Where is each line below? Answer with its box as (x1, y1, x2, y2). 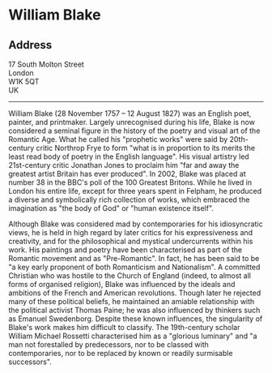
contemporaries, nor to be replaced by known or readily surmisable (8, 349, 233, 358)
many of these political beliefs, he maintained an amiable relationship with (8, 297, 255, 306)
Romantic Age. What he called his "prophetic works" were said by (8, 135, 228, 144)
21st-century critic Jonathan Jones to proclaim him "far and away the (8, 161, 240, 169)
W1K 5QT (8, 77, 40, 86)
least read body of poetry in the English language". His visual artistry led (8, 152, 249, 161)
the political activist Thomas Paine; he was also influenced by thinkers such (8, 306, 261, 315)
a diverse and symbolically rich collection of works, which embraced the (8, 195, 250, 204)
